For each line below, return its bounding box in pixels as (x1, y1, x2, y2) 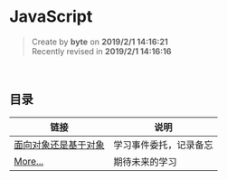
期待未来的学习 (113, 156, 178, 168)
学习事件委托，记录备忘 (113, 138, 214, 151)
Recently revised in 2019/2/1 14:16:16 (31, 45, 172, 56)
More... (14, 155, 44, 167)
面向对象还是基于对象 (14, 138, 106, 151)
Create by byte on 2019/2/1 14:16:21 (31, 36, 169, 47)
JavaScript (9, 6, 93, 27)
